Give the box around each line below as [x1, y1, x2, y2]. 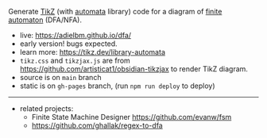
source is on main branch [19, 73, 102, 82]
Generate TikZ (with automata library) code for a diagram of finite [8, 7, 222, 16]
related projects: [19, 104, 74, 113]
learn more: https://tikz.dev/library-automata [19, 48, 165, 56]
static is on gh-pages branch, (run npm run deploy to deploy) [19, 81, 215, 90]
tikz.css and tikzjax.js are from [19, 56, 131, 65]
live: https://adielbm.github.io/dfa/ [19, 31, 132, 40]
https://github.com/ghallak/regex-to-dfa [31, 121, 163, 130]
